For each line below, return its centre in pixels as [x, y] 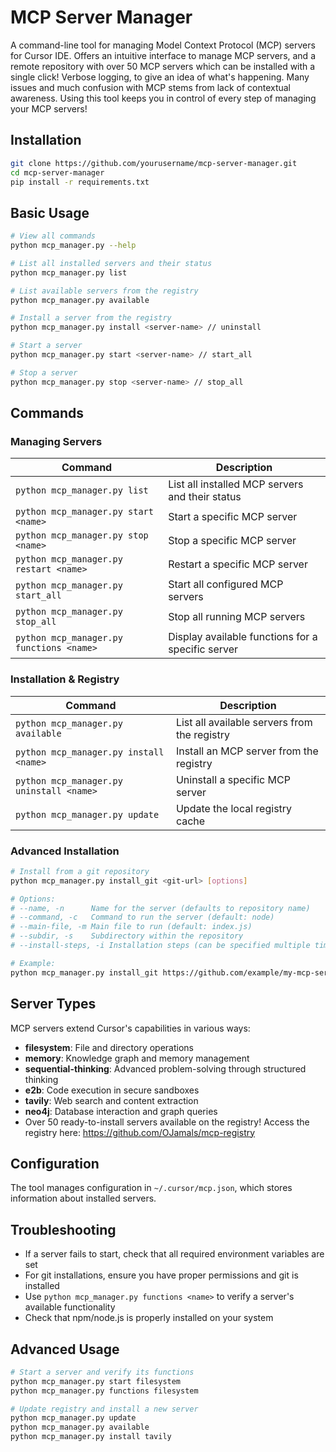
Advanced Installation [65, 851]
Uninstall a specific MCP [233, 779]
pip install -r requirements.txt [80, 182]
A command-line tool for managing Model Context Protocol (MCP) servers [163, 45]
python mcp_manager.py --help [73, 246]
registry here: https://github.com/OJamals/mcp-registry [140, 1132]
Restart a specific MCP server [238, 564]
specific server [203, 649]
